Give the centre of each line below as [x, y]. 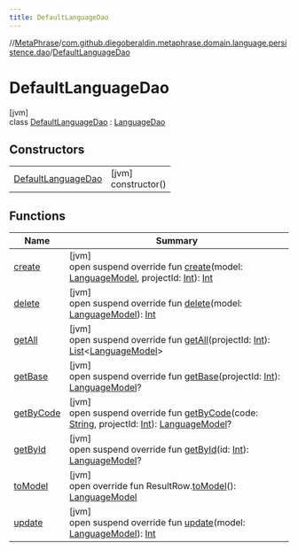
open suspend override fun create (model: [156, 267]
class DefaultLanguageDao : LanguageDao [87, 121]
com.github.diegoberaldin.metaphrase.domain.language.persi [174, 43]
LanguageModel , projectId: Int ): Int [141, 278]
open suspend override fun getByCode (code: [164, 413]
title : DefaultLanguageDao [59, 17]
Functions [38, 216]
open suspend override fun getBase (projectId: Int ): [175, 376]
